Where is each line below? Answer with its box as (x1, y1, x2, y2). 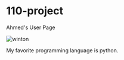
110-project (6, 4, 64, 18)
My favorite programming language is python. (6, 46, 119, 54)
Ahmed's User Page (6, 24, 55, 31)
